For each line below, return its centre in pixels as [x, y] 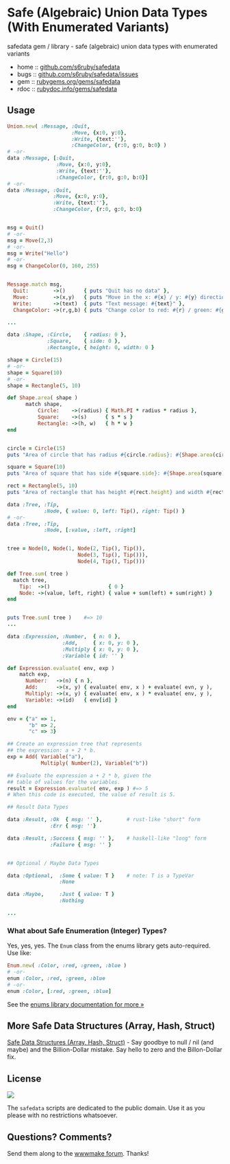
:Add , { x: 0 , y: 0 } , [100, 643]
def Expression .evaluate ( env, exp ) [61, 668]
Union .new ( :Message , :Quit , [49, 126]
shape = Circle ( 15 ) [35, 360]
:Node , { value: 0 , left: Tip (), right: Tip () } [114, 511]
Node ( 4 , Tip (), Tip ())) [112, 561]
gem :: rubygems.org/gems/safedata [69, 81]
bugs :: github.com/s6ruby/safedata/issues [78, 74]
